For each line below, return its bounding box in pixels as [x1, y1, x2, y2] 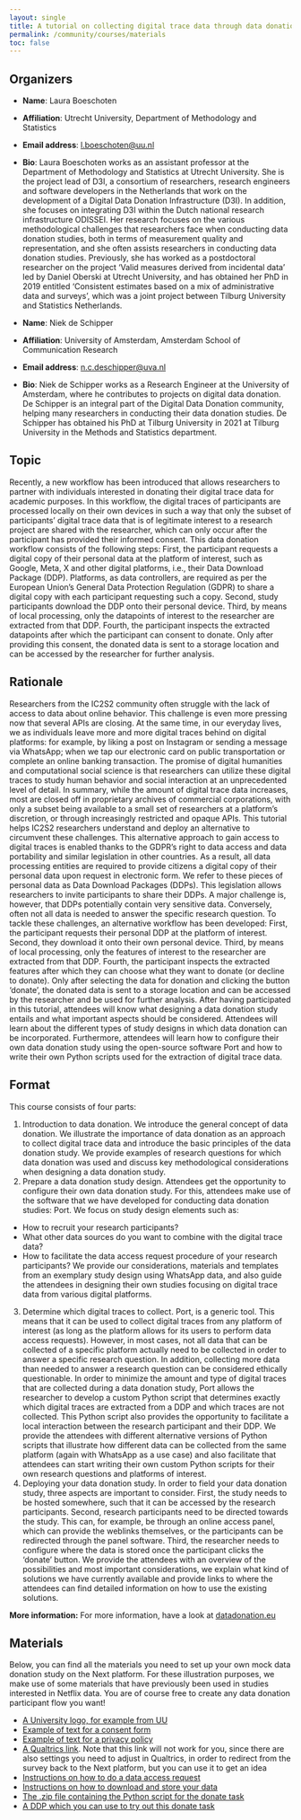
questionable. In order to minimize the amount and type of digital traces [21, 1373, 287, 1384]
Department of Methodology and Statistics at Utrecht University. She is [21, 167, 285, 178]
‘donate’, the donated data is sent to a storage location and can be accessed [9, 984, 291, 995]
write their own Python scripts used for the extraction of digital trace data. [9, 1051, 283, 1062]
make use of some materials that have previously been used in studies [9, 1678, 269, 1689]
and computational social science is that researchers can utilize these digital [9, 765, 291, 776]
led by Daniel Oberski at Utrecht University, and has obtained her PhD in [21, 271, 289, 283]
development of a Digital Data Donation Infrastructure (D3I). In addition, [21, 195, 287, 207]
